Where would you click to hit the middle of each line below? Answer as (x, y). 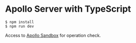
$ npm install (20, 22)
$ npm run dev (20, 26)
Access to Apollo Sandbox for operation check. (53, 35)
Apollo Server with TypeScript (68, 9)
